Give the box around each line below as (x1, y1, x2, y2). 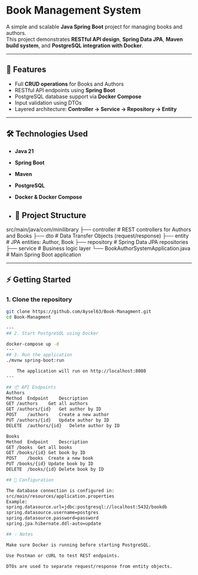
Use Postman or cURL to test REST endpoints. (6, 553, 120, 558)
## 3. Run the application (6, 352, 72, 358)
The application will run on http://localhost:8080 (16, 368, 146, 374)
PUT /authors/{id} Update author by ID (6, 417, 110, 423)
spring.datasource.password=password (6, 515, 99, 521)
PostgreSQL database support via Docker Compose (14, 93, 141, 100)
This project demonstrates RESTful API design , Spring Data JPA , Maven (6, 35, 183, 43)
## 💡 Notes (6, 531, 34, 537)
